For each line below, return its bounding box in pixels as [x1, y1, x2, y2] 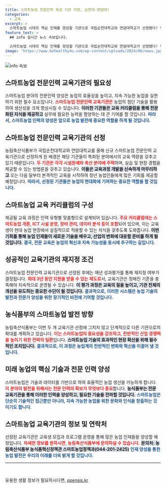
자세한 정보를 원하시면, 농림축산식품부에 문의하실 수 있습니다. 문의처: [23, 440, 155, 446]
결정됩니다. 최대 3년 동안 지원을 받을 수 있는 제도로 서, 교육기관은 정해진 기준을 [5, 276, 154, 282]
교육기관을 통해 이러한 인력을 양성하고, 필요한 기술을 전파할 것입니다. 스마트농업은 [5, 391, 161, 397]
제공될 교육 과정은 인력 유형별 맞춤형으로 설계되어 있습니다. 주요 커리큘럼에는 [5, 215, 153, 221]
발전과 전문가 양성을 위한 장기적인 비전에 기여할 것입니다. [5, 294, 114, 300]
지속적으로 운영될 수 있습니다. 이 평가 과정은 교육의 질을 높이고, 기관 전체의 [18, 282, 161, 288]
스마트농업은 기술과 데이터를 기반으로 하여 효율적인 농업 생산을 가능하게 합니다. [5, 379, 157, 385]
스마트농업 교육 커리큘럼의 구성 [5, 200, 94, 209]
